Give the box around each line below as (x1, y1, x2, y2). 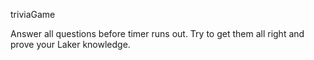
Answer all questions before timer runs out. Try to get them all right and (10, 28, 305, 39)
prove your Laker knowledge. (10, 39, 131, 50)
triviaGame (10, 9, 56, 20)
